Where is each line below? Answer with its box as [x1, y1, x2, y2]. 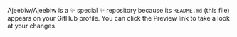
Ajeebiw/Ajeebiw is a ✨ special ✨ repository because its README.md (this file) [7, 6, 230, 14]
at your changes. [7, 21, 57, 30]
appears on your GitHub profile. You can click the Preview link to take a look [7, 14, 230, 22]
